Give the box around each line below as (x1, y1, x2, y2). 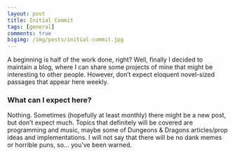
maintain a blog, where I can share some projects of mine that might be (7, 63, 213, 71)
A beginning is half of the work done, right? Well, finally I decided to (7, 55, 203, 64)
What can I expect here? (7, 95, 92, 105)
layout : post (7, 10, 46, 17)
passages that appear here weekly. (7, 78, 109, 86)
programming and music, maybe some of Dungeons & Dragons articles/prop (7, 126, 228, 134)
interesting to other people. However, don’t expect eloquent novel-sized (7, 71, 215, 79)
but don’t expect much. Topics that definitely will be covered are (7, 118, 193, 127)
